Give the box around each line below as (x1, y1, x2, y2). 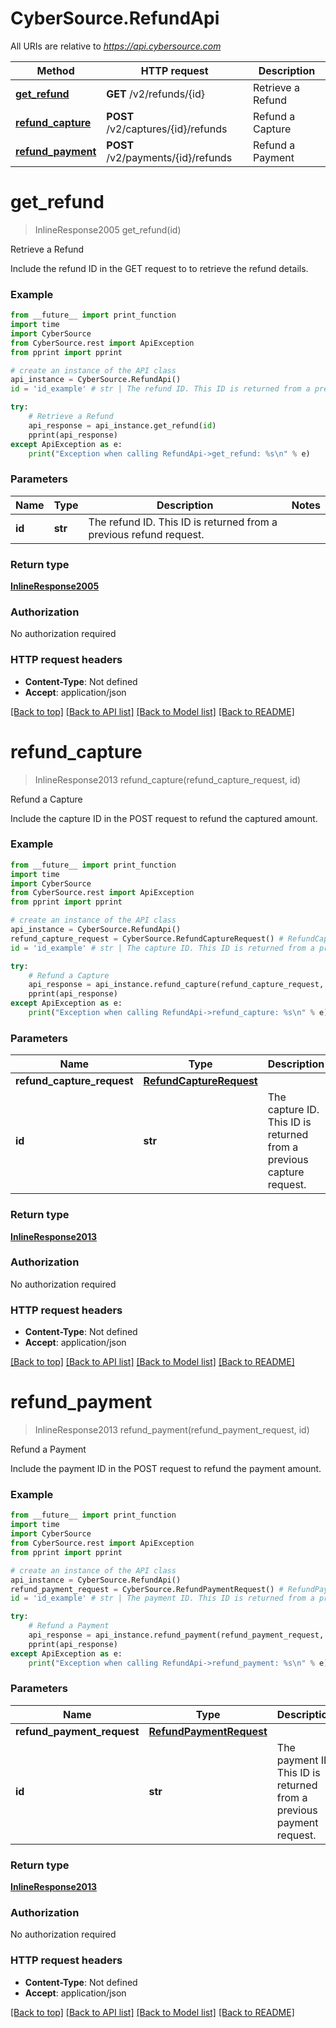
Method (36, 63, 75, 77)
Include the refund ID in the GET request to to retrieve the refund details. (10, 262, 309, 274)
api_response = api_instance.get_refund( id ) (28, 420, 217, 431)
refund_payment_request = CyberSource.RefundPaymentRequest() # (10, 1584, 284, 1594)
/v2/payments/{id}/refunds (106, 150, 233, 164)
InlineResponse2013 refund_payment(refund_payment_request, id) (34, 1424, 310, 1436)
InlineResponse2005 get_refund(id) (34, 223, 182, 236)
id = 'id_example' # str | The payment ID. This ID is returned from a (10, 1593, 315, 1604)
